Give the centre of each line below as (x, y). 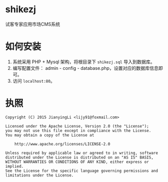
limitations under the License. (39, 175)
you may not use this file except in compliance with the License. (78, 131)
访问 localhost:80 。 (34, 81)
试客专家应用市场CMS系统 (33, 24)
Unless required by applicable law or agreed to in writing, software (82, 153)
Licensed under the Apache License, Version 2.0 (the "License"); (77, 126)
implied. (15, 166)
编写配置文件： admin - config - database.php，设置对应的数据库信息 (86, 68)
